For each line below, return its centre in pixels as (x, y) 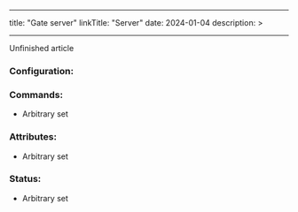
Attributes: (33, 137)
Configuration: (41, 71)
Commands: (36, 95)
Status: (25, 179)
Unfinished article (42, 48)
